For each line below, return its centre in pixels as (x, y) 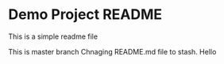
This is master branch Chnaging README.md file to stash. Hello (112, 51)
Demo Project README (85, 15)
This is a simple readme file (53, 36)
